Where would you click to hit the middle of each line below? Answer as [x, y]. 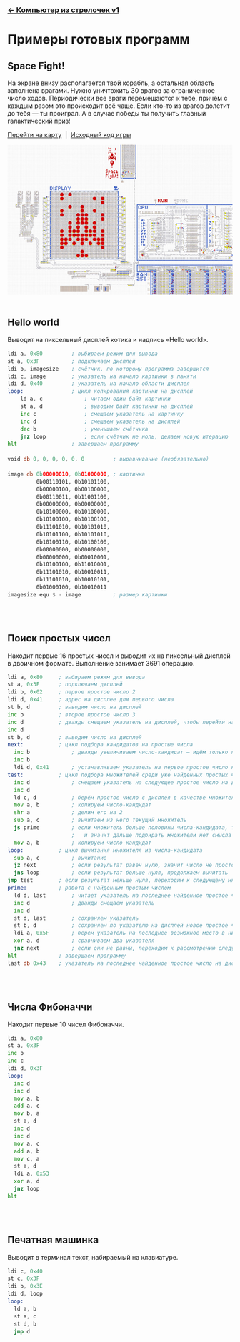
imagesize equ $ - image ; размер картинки [87, 594]
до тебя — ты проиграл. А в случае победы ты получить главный [107, 113]
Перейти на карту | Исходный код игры [69, 134]
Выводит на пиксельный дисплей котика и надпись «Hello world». [108, 339]
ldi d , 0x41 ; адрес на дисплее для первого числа [91, 700]
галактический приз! [39, 121]
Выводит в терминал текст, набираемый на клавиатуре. [93, 1257]
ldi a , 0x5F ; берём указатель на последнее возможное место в [119, 933]
